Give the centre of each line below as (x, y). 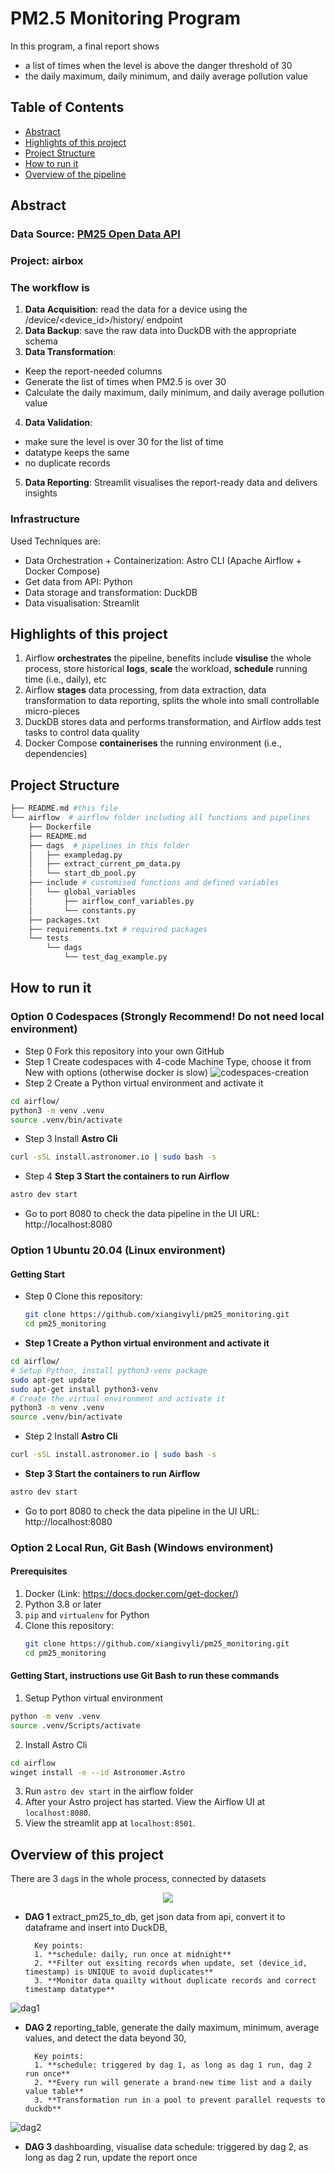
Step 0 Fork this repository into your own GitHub (124, 1051)
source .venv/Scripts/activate (75, 1725)
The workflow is (50, 287)
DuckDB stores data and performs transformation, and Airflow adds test (173, 722)
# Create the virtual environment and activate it (118, 1398)
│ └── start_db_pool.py (82, 873)
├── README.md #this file (64, 808)
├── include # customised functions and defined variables (154, 883)
